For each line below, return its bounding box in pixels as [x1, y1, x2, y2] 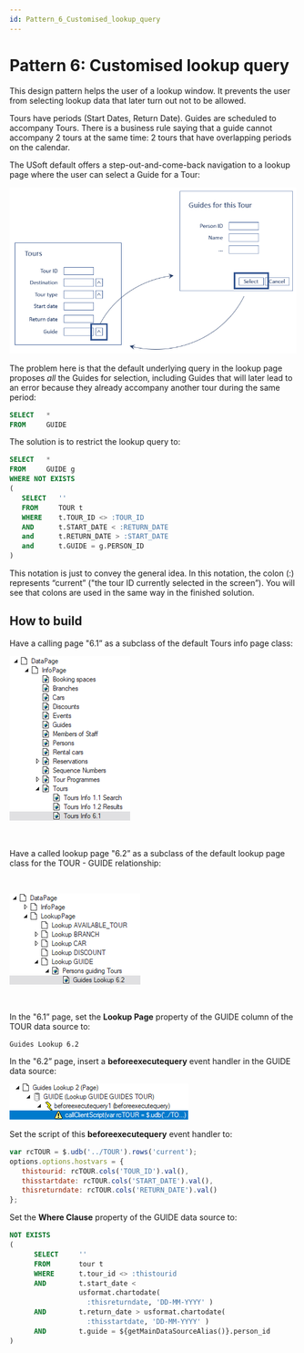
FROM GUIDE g [9, 465, 76, 474]
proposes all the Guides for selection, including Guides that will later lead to [9, 372, 293, 383]
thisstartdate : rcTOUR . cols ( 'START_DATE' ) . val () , [21, 1176, 214, 1185]
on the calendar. [9, 141, 71, 152]
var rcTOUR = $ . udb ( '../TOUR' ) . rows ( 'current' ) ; [9, 1147, 198, 1156]
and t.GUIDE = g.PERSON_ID [21, 542, 145, 551]
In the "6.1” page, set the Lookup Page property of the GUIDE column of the [9, 1011, 294, 1022]
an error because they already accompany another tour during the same [9, 382, 280, 393]
